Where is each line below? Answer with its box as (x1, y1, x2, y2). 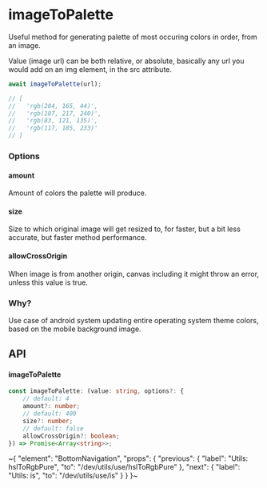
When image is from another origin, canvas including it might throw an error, (8, 269, 260, 278)
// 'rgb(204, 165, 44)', (8, 102, 98, 110)
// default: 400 (22, 410, 78, 418)
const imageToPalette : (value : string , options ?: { (8, 387, 184, 395)
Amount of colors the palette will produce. (8, 188, 147, 198)
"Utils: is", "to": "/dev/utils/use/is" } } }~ (8, 470, 138, 481)
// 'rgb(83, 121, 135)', (8, 117, 98, 125)
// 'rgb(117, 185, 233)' (8, 124, 98, 133)
